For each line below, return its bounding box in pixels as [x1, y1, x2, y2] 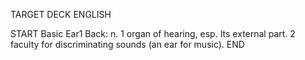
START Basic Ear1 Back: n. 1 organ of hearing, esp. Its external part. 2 [10, 28, 296, 39]
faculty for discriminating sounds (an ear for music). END [10, 39, 245, 50]
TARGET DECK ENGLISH [10, 9, 112, 20]
